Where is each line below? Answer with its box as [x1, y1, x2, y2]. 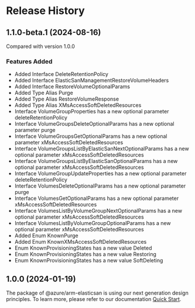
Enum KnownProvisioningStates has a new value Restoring [14, 251, 157, 258]
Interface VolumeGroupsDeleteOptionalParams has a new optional [14, 120, 175, 127]
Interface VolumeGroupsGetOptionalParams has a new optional [14, 133, 167, 140]
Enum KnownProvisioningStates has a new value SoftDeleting [14, 257, 163, 264]
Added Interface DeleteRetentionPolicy [14, 71, 108, 78]
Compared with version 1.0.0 [6, 43, 75, 50]
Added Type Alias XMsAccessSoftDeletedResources [14, 102, 142, 109]
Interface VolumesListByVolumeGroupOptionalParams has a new [14, 220, 171, 227]
